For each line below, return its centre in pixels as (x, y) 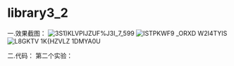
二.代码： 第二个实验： (40, 55)
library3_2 (38, 13)
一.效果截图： (27, 33)
